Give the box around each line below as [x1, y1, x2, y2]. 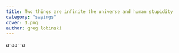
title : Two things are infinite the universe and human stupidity [6, 8, 173, 15]
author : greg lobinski [6, 25, 62, 31]
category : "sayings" [6, 14, 57, 20]
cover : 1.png [6, 19, 38, 25]
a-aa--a [6, 41, 25, 48]
